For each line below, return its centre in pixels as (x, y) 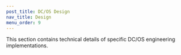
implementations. (27, 46)
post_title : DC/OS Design (38, 12)
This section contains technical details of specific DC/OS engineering (91, 40)
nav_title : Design (29, 17)
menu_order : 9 (24, 22)
